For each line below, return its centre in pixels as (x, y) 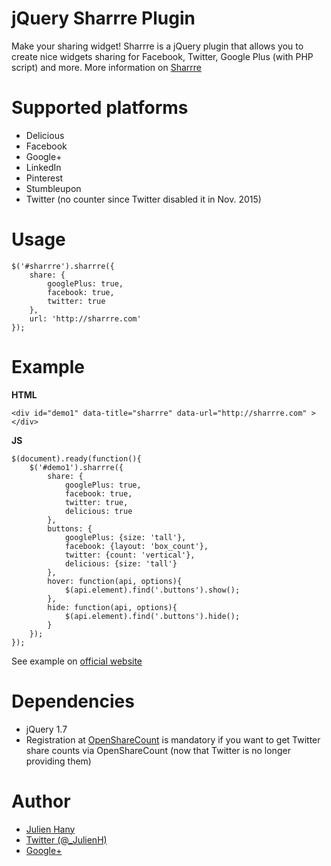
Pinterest (44, 178)
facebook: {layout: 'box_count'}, (136, 546)
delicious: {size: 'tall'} (121, 563)
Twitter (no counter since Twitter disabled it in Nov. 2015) (143, 199)
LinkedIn (43, 167)
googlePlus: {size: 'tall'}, (125, 537)
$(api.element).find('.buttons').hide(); (152, 616)
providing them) (58, 761)
